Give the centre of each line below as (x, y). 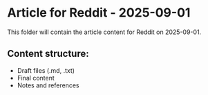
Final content (36, 78)
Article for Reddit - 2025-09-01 (99, 13)
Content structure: (48, 54)
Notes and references (48, 85)
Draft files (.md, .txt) (46, 70)
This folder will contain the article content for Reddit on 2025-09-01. (104, 32)
